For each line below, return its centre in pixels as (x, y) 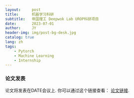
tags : (11, 47)
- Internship (27, 60)
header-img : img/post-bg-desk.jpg (41, 33)
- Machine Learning (34, 56)
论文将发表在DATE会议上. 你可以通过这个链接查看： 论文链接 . (67, 90)
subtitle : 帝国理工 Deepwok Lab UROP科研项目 (52, 19)
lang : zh (14, 42)
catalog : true (20, 38)
